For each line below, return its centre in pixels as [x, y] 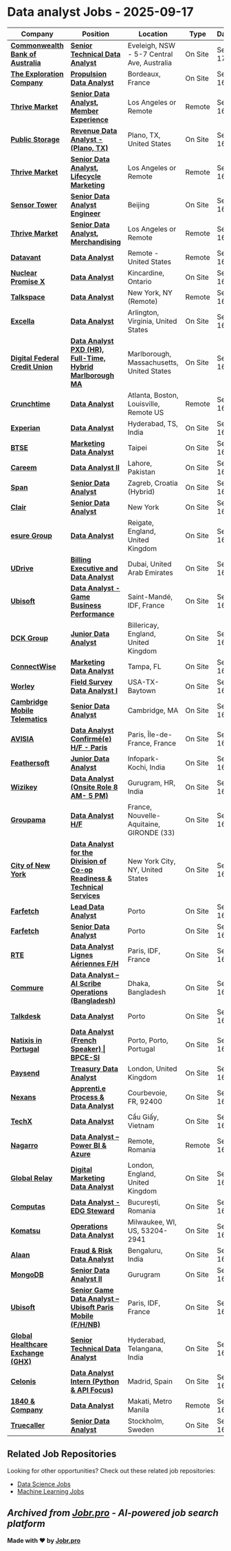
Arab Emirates [150, 573]
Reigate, [141, 522]
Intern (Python [95, 1381]
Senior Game [92, 1290]
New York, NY [150, 292]
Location [153, 34]
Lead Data [87, 907]
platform [26, 1524]
